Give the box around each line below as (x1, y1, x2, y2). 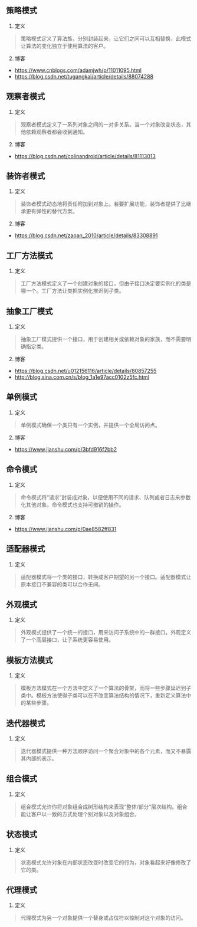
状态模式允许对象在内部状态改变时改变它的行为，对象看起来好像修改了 (20, 859, 192, 866)
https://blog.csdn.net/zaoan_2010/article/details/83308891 (14, 232, 158, 239)
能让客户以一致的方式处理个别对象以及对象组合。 (20, 810, 140, 817)
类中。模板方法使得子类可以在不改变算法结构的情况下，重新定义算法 (20, 692, 186, 699)
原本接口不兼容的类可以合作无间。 (20, 581, 104, 588)
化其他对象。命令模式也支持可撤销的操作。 (20, 501, 124, 508)
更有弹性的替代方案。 (25, 208, 78, 215)
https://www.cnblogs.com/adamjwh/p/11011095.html (14, 67, 142, 74)
